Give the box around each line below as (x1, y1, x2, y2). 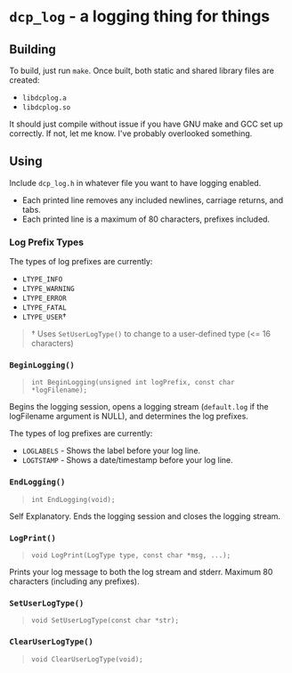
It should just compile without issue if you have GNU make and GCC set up (9, 118, 283, 129)
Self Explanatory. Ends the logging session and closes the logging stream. (9, 510, 281, 522)
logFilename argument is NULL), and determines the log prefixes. (9, 411, 249, 422)
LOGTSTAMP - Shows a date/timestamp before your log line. (21, 455, 233, 466)
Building (9, 42, 56, 57)
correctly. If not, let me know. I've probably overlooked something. (9, 128, 253, 139)
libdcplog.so (21, 103, 71, 112)
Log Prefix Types (9, 236, 85, 248)
